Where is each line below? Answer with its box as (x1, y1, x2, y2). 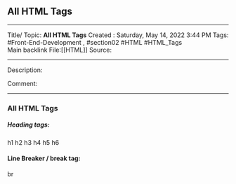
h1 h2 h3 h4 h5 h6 (7, 138, 60, 146)
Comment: (7, 79, 38, 87)
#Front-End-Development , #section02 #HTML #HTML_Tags (7, 38, 183, 46)
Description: (7, 66, 43, 74)
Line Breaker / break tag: (7, 154, 81, 163)
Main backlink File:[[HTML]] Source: (7, 45, 112, 54)
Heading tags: (7, 120, 51, 129)
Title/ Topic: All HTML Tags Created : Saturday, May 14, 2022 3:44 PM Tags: (7, 31, 229, 39)
